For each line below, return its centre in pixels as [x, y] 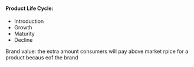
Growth [23, 28]
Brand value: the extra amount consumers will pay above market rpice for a [97, 51]
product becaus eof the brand [42, 58]
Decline [23, 40]
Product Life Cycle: [29, 8]
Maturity [24, 34]
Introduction [29, 21]
